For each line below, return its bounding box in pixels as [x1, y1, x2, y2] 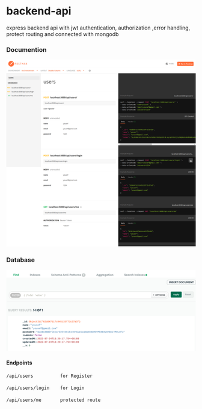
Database [6, 256, 35, 264]
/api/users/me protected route [6, 397, 101, 404]
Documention [6, 45, 47, 54]
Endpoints [6, 359, 32, 366]
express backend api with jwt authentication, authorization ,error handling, [6, 24, 191, 31]
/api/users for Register [6, 373, 93, 380]
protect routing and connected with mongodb [6, 30, 119, 37]
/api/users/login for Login [6, 385, 85, 392]
